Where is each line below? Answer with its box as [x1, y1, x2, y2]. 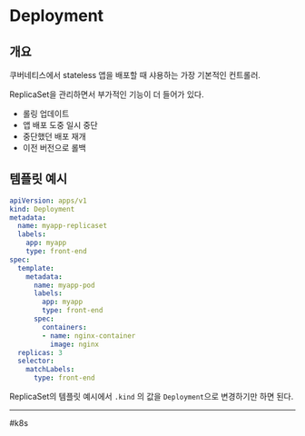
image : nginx [49, 340, 100, 349]
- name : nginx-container [42, 331, 136, 341]
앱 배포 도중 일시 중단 [22, 120, 98, 130]
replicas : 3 [17, 348, 64, 357]
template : [17, 263, 54, 272]
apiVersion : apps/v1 [9, 196, 88, 205]
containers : [42, 322, 88, 332]
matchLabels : [25, 365, 75, 374]
